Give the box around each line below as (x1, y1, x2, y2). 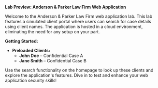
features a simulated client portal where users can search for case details (5, 19, 151, 24)
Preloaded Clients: (12, 48, 51, 53)
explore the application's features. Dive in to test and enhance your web (5, 73, 148, 78)
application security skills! (5, 77, 57, 83)
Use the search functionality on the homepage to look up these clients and (5, 67, 154, 73)
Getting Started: (5, 38, 38, 44)
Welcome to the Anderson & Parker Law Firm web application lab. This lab (5, 14, 153, 19)
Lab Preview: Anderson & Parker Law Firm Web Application (5, 4, 127, 10)
